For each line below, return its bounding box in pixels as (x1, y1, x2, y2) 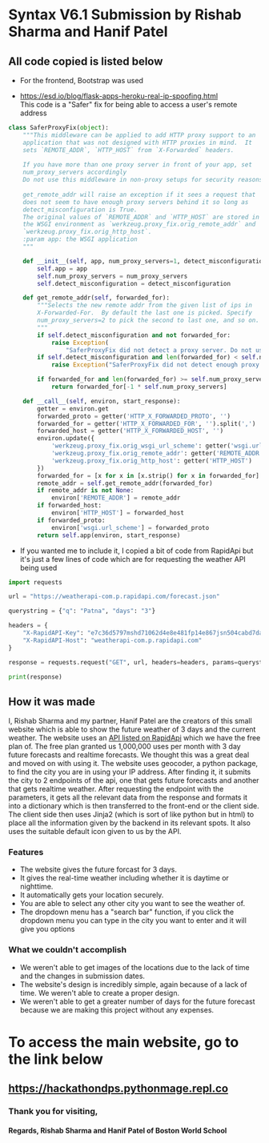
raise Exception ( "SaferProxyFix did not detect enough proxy (50, 361, 260, 369)
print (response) (8, 672, 62, 681)
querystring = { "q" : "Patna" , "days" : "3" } (8, 607, 156, 616)
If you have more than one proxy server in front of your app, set (22, 161, 252, 169)
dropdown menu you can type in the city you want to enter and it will (19, 916, 247, 925)
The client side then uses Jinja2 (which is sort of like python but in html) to (8, 810, 255, 820)
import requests (8, 578, 62, 586)
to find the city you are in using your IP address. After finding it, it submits (8, 767, 251, 777)
